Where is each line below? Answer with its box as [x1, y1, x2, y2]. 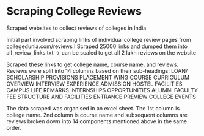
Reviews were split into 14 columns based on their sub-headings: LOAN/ [6, 67, 188, 74]
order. [6, 124, 21, 131]
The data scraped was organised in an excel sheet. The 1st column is [6, 104, 180, 112]
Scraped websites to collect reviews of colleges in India [6, 24, 147, 32]
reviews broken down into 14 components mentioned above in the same [6, 117, 188, 125]
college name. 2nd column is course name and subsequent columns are [6, 111, 188, 118]
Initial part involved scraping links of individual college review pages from [6, 36, 191, 43]
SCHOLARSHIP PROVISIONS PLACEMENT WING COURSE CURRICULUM [6, 73, 189, 81]
